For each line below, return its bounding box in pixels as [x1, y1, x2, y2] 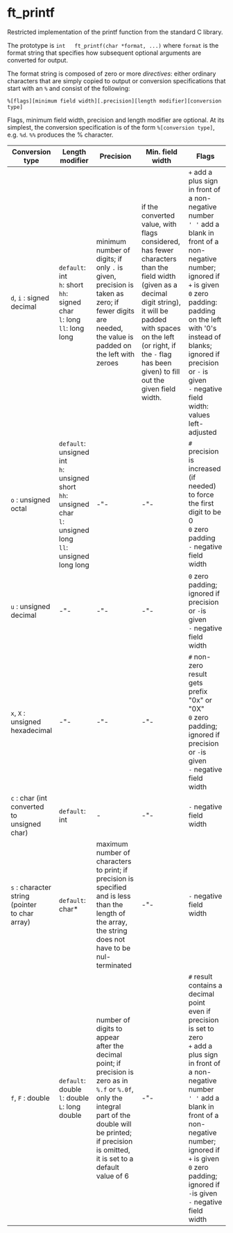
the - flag [141, 349, 172, 359]
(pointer [10, 899, 37, 909]
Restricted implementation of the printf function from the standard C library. [7, 28, 223, 36]
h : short [58, 279, 84, 289]
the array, [96, 917, 128, 926]
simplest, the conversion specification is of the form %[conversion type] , [7, 123, 215, 131]
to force [188, 490, 214, 499]
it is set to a [96, 1153, 134, 1163]
